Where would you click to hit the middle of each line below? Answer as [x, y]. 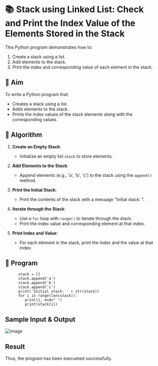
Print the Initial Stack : [34, 190]
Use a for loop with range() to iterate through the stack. [76, 218]
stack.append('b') [37, 283]
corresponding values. [35, 119]
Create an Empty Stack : [37, 146]
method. [28, 180]
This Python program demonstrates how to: [49, 47]
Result [15, 347]
